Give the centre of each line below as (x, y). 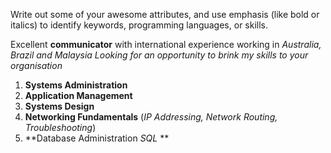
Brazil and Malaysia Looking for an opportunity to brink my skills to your (159, 55)
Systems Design (59, 106)
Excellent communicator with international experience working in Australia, (166, 44)
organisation (36, 65)
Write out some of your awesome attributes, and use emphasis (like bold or (165, 14)
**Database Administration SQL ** (97, 138)
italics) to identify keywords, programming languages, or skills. (139, 25)
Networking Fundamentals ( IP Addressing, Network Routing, (151, 117)
